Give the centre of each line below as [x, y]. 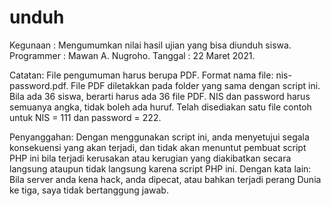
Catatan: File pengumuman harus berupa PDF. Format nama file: [141, 75]
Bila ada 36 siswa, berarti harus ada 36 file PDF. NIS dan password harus [160, 96]
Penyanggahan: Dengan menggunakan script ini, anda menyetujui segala [159, 137]
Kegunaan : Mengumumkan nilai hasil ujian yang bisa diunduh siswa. [150, 45]
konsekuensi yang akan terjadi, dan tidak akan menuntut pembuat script [158, 147]
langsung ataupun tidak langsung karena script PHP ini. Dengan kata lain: [160, 168]
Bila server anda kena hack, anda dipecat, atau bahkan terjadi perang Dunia [165, 179]
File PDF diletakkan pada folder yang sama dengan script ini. [195, 85]
